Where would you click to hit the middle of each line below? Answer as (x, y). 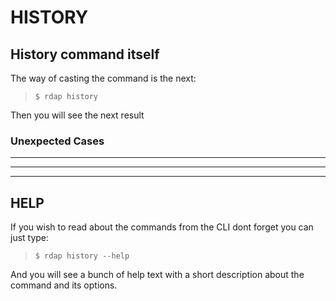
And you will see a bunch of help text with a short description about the (157, 275)
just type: (30, 238)
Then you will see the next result (77, 115)
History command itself (85, 54)
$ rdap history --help (82, 256)
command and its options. (64, 285)
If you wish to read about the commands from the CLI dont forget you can (162, 227)
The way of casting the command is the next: (103, 78)
